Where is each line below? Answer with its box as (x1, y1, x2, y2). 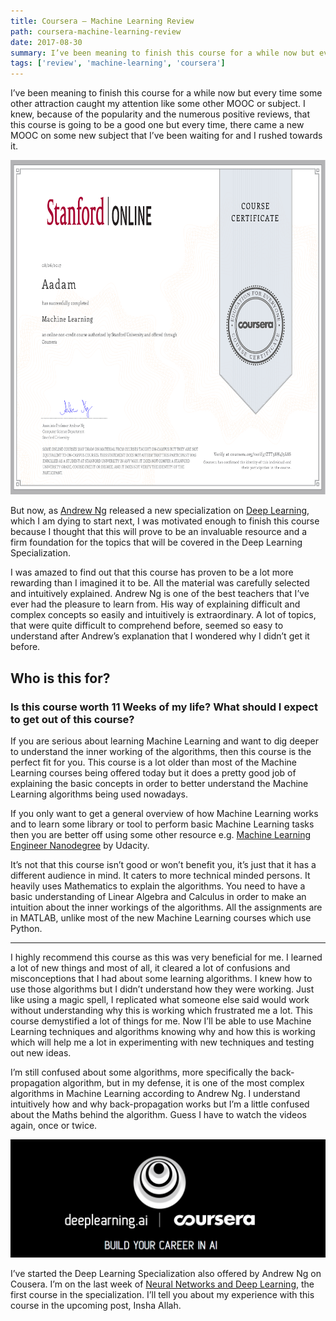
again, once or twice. (10, 1120, 98, 1132)
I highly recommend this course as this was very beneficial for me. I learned (10, 951, 323, 964)
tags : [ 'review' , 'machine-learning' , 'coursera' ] (10, 58, 226, 69)
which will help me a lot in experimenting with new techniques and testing (10, 1036, 315, 1049)
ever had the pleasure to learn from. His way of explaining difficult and (10, 598, 301, 610)
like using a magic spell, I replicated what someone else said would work (10, 994, 310, 1006)
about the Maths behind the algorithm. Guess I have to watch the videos (10, 1109, 307, 1121)
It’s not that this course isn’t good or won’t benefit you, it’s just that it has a (10, 859, 317, 871)
